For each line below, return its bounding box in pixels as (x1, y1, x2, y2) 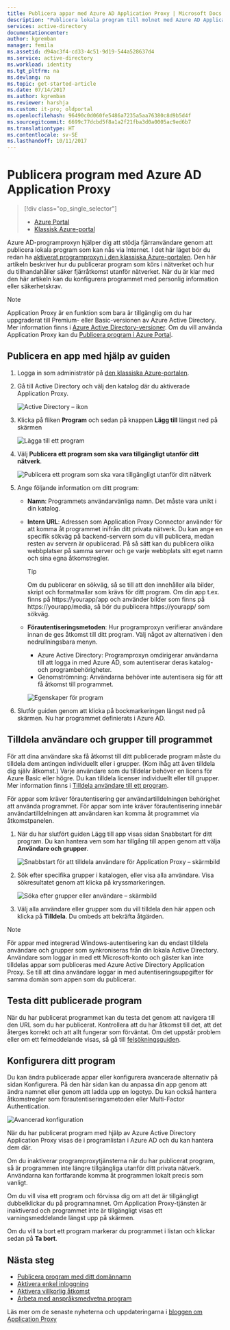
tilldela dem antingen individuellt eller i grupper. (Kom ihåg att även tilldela (7, 759, 216, 767)
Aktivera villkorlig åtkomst (16, 1287, 90, 1296)
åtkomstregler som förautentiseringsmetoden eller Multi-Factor (7, 1095, 185, 1104)
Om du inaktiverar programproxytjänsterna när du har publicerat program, (7, 1157, 216, 1165)
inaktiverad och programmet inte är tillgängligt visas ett (7, 1206, 163, 1215)
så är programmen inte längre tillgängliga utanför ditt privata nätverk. (7, 1164, 202, 1172)
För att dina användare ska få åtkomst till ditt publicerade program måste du (7, 752, 221, 760)
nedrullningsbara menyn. (27, 638, 98, 646)
